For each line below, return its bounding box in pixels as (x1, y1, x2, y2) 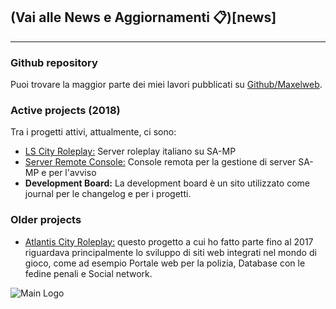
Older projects (10, 213, 82, 227)
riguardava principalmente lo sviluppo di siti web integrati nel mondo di (24, 246, 317, 258)
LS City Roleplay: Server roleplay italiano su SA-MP (24, 145, 237, 158)
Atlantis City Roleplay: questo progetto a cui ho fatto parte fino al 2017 (24, 235, 314, 248)
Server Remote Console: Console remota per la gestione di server (24, 156, 297, 168)
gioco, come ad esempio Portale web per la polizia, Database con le (24, 257, 306, 269)
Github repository (10, 55, 98, 69)
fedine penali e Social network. (24, 267, 153, 279)
